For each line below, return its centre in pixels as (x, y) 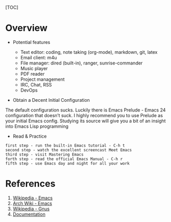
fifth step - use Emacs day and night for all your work (68, 163)
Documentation (29, 214)
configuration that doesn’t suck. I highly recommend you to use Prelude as (84, 115)
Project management (43, 79)
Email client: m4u (39, 57)
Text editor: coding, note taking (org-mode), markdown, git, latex (89, 52)
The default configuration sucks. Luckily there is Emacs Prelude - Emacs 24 (85, 110)
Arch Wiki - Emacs (32, 203)
